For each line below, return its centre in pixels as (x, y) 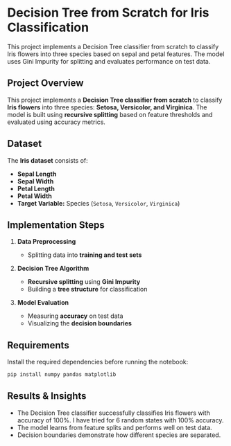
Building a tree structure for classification (87, 289)
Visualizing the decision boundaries (79, 323)
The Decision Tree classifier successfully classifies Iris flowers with (113, 413)
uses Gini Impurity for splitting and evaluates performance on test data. (109, 61)
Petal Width (34, 196)
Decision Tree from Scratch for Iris (108, 13)
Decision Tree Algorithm (53, 269)
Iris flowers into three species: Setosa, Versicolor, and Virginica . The (107, 107)
